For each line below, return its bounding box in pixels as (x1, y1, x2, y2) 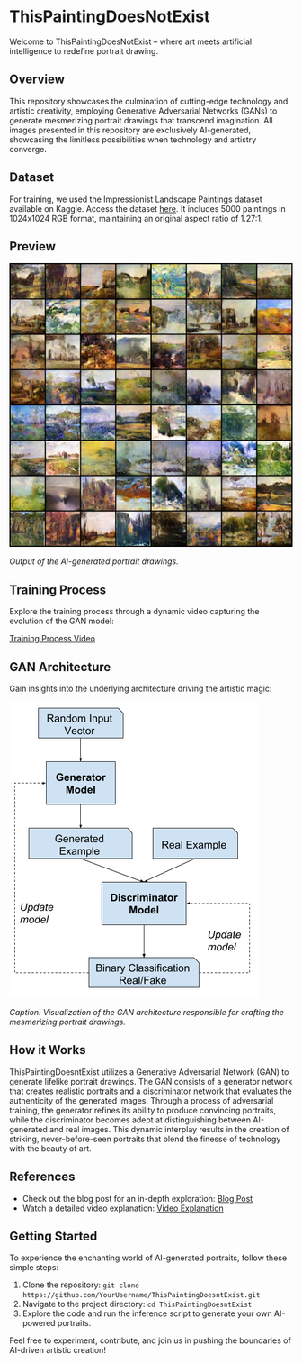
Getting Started (9, 1229, 98, 1244)
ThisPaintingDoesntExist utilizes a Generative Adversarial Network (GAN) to (9, 1066, 289, 1077)
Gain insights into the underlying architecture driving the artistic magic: (9, 683, 272, 694)
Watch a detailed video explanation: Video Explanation (22, 1203, 225, 1213)
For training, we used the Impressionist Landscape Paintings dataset (9, 194, 262, 204)
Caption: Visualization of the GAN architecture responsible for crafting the (9, 1007, 285, 1017)
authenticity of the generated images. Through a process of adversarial (9, 1095, 274, 1105)
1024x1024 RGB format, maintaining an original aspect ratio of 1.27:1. (9, 213, 263, 223)
